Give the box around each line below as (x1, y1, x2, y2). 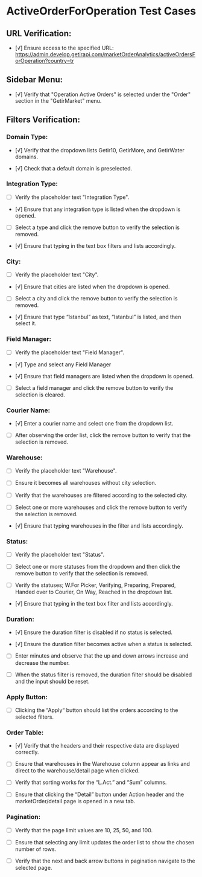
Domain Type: (6, 133, 48, 141)
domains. (14, 153, 38, 160)
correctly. (14, 748, 39, 756)
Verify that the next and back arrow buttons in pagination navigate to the (14, 857, 195, 864)
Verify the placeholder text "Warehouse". (14, 467, 117, 474)
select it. (14, 320, 37, 327)
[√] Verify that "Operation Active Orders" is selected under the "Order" (14, 91, 191, 98)
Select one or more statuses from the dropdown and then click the (14, 563, 180, 571)
